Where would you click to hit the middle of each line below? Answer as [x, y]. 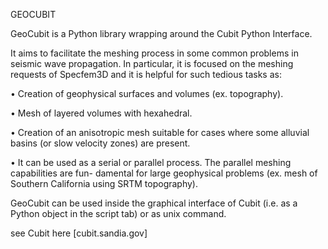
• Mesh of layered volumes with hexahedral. [101, 113]
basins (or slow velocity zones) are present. [100, 143]
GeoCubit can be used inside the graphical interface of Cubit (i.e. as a [154, 203]
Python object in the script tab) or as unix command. [118, 213]
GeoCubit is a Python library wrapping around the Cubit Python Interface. [161, 33]
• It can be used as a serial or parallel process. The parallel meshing [151, 162]
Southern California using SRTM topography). [104, 183]
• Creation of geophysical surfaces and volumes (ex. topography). [147, 93]
